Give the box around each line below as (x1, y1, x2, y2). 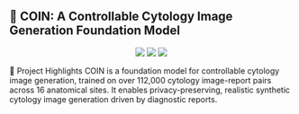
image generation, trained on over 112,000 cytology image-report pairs (9, 75, 272, 85)
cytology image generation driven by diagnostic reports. (9, 93, 218, 104)
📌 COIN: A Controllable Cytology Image (9, 9, 233, 24)
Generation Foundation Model (9, 23, 180, 39)
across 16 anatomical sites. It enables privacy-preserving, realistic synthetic (9, 84, 291, 95)
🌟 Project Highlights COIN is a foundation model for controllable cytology (9, 65, 280, 76)
